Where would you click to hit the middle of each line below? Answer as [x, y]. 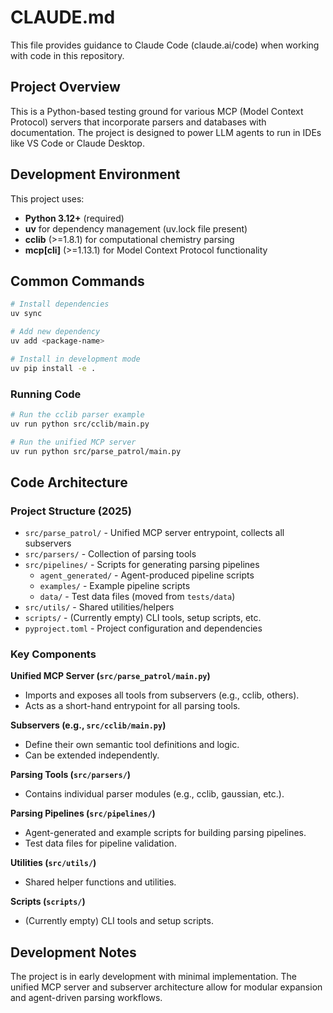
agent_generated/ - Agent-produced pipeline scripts [147, 575]
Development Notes [73, 952]
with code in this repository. [67, 55]
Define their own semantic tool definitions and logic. [132, 745]
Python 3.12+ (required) [74, 218]
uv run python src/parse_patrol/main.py [96, 451]
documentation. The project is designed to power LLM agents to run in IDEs [166, 132]
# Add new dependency [55, 332]
